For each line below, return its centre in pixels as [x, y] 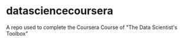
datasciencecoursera [60, 11]
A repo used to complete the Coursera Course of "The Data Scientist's [92, 27]
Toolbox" [17, 33]
